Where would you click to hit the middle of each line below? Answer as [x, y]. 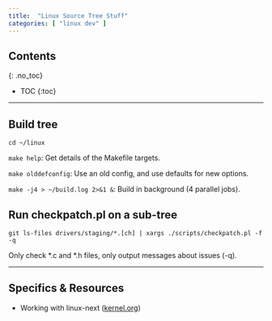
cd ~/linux [27, 143]
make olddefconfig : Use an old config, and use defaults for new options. [129, 174]
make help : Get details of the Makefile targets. [84, 158]
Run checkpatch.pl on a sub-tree [93, 215]
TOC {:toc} [38, 91]
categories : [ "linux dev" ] [57, 23]
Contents [32, 56]
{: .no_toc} [25, 76]
